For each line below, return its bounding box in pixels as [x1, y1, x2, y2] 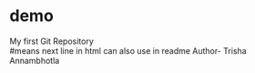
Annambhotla [9, 55, 60, 66]
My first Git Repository [9, 36, 94, 47]
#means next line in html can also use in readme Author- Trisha [9, 45, 248, 56]
